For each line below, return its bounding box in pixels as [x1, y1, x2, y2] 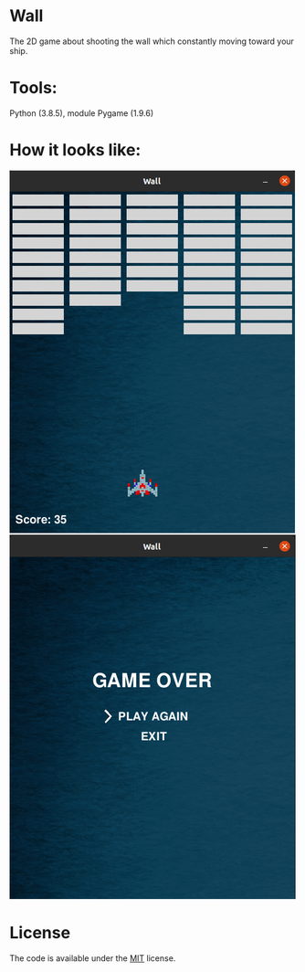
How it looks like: [9, 140, 142, 161]
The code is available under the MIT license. [9, 952, 176, 964]
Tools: [9, 78, 58, 99]
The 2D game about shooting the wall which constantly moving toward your [9, 36, 295, 47]
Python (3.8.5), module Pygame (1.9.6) [9, 107, 154, 119]
